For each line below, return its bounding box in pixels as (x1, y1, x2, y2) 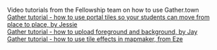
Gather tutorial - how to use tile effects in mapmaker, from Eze (7, 35, 183, 43)
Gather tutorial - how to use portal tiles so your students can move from (7, 13, 210, 21)
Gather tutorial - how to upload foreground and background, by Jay (7, 27, 198, 36)
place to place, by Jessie (7, 21, 78, 28)
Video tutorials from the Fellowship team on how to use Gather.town (7, 6, 199, 14)
